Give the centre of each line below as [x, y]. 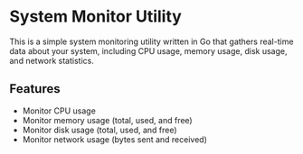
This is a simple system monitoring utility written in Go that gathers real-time [151, 41]
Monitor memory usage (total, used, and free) [107, 120]
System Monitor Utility [96, 17]
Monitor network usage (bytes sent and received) [115, 139]
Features [35, 89]
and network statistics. [52, 60]
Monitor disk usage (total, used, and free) [100, 130]
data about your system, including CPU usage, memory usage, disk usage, [148, 50]
